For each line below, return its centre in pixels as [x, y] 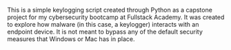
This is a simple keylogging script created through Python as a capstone [110, 10]
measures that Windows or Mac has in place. [71, 39]
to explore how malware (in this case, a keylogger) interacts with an [103, 24]
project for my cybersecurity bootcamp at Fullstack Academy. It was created [116, 17]
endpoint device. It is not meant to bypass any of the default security [105, 32]
